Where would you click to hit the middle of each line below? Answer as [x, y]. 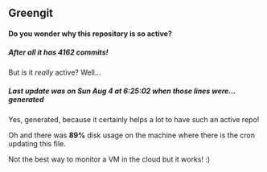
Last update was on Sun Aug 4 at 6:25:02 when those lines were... [122, 91]
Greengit [31, 13]
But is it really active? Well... [55, 72]
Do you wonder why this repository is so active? [90, 33]
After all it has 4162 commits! [58, 52]
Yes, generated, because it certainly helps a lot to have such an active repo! [134, 119]
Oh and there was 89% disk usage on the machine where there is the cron [132, 135]
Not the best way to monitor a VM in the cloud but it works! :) [109, 159]
